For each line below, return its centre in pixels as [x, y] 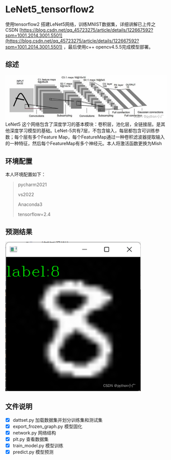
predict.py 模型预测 [33, 452]
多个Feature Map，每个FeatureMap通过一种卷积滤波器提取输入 [98, 137]
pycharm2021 [32, 185]
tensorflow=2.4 [34, 214]
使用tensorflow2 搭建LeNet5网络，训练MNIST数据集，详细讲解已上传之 [81, 24]
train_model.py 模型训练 [38, 446]
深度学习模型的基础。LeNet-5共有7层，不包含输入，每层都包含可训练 [82, 131]
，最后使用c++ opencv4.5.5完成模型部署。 [108, 47]
